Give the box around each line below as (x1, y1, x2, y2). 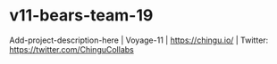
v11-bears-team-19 (9, 5, 154, 26)
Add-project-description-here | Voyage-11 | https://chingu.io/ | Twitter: (9, 35, 269, 45)
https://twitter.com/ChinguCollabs (9, 44, 134, 54)
